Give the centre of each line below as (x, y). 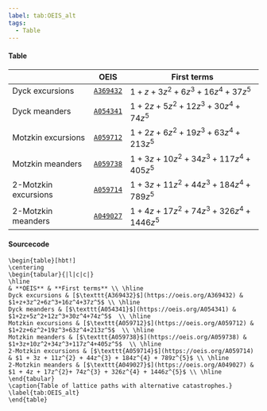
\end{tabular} (32, 379)
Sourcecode (29, 244)
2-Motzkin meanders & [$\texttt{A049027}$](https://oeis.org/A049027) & (131, 365)
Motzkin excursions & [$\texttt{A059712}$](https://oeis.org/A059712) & (131, 324)
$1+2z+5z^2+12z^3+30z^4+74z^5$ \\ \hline (79, 316)
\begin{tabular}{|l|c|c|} (51, 275)
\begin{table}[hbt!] (43, 261)
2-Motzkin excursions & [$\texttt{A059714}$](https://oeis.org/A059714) (131, 351)
